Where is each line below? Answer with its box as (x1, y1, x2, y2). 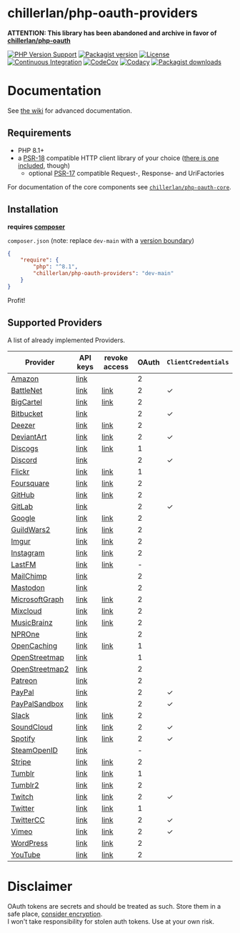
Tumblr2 (11, 780, 39, 790)
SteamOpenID (11, 745, 59, 755)
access (103, 361, 129, 371)
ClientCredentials (166, 358, 229, 366)
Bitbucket (11, 409, 43, 419)
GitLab (11, 502, 34, 512)
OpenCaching (11, 641, 58, 651)
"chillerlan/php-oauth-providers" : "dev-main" (33, 270, 174, 277)
